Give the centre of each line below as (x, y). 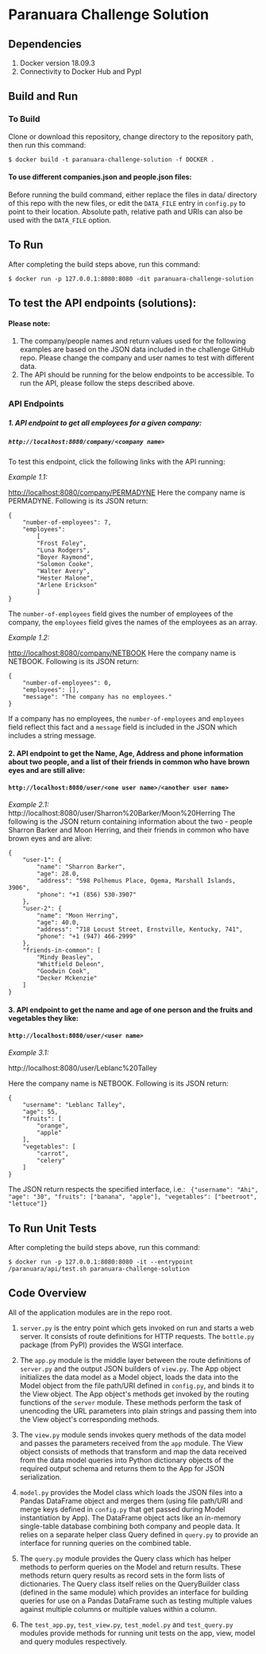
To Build (24, 119)
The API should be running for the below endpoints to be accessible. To (137, 375)
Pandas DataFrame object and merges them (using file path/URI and (131, 1501)
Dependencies (45, 44)
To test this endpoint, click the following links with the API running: (117, 461)
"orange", (53, 1126)
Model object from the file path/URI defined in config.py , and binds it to (137, 1385)
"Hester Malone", (65, 578)
